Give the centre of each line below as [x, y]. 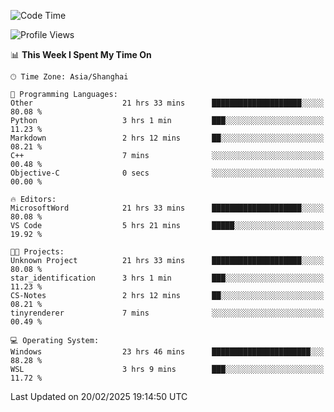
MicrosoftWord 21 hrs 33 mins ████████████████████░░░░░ [167, 208]
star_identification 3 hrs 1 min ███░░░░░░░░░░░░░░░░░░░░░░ [167, 278]
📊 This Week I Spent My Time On [81, 54]
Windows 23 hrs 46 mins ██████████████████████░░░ [167, 352]
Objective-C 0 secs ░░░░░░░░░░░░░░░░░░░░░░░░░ [167, 173]
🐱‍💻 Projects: [37, 252]
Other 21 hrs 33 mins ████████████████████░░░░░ [167, 103]
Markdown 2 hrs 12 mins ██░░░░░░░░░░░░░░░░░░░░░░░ [167, 138]
